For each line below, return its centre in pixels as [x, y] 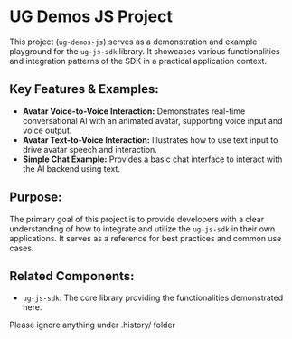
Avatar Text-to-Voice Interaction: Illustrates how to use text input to [150, 140]
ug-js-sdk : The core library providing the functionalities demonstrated [153, 298]
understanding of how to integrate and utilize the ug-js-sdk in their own [142, 229]
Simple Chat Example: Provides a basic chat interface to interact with [152, 159]
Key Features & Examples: [85, 89]
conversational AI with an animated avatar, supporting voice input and [152, 120]
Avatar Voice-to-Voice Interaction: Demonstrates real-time [134, 111]
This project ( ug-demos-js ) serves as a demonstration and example [133, 42]
